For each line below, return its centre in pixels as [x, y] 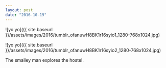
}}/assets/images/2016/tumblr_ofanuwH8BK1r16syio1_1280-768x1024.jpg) [82, 35]
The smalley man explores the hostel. [45, 60]
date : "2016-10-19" [26, 15]
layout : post [19, 10]
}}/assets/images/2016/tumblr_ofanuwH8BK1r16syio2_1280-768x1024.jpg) [83, 50]
